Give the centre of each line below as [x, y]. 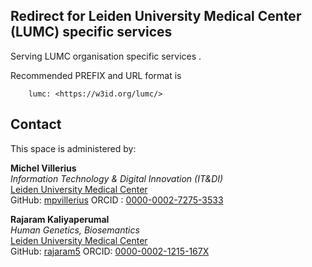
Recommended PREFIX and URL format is [96, 75]
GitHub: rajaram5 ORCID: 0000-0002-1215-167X [110, 251]
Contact [36, 124]
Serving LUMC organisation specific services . [106, 56]
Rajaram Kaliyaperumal [60, 219]
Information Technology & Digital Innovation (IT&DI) [117, 178]
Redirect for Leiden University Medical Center [156, 16]
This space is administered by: [73, 148]
